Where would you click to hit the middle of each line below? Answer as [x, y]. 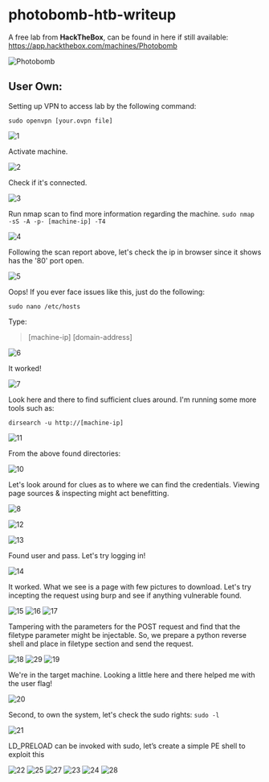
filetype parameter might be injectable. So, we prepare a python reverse [128, 635]
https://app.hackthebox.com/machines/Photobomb [93, 45]
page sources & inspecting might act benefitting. [89, 493]
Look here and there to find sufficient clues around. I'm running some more [132, 399]
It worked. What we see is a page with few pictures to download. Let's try [130, 586]
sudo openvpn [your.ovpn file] [61, 121]
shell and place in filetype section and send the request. [101, 643]
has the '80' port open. [46, 260]
